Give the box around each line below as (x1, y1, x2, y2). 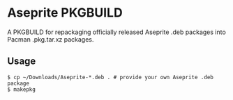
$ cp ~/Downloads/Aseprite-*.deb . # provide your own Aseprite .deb (7, 74, 214, 81)
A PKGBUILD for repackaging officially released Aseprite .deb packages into (7, 28, 227, 36)
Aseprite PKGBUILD (7, 5, 123, 21)
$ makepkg (7, 85, 36, 93)
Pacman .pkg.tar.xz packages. (7, 35, 94, 43)
